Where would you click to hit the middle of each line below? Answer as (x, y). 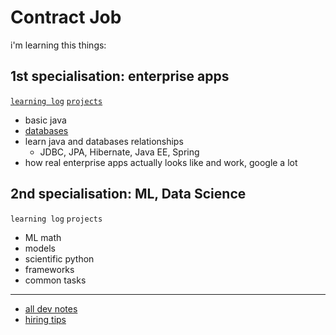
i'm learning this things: (58, 45)
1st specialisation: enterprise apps (120, 76)
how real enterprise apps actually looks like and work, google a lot (161, 162)
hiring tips (45, 319)
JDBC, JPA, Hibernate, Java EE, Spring (119, 152)
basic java (45, 120)
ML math (43, 237)
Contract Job (66, 17)
